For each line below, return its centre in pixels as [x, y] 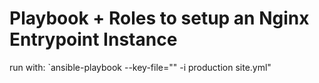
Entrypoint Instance [93, 39]
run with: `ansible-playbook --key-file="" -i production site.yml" [140, 67]
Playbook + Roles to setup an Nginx [159, 18]
